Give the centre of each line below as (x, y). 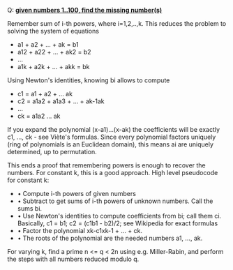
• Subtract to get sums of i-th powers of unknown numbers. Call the (115, 201)
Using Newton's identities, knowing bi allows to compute (89, 80)
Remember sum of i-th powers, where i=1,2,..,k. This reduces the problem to (117, 23)
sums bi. (30, 208)
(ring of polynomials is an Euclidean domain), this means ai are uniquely (111, 144)
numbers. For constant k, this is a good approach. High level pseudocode (113, 173)
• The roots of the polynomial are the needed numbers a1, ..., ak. (110, 238)
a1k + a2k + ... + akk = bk (53, 67)
